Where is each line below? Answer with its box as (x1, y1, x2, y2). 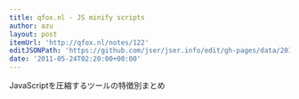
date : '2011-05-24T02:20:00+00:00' (9, 54, 141, 63)
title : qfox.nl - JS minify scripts (9, 12, 145, 22)
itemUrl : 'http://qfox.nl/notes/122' (9, 37, 149, 47)
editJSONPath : (9, 46, 62, 55)
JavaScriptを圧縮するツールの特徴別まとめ (9, 80, 166, 90)
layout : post (9, 29, 58, 38)
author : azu (9, 21, 53, 30)
